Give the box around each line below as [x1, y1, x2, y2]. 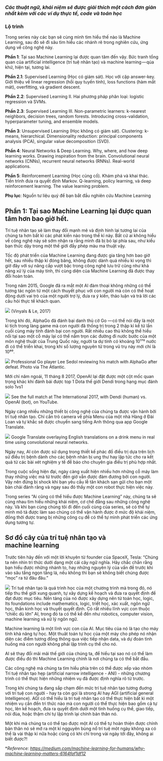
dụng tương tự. [5, 520, 35, 525]
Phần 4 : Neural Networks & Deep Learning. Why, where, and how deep [5, 148, 148, 154]
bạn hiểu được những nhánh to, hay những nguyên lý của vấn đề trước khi [5, 564, 153, 570]
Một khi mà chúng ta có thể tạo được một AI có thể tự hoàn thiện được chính [5, 720, 158, 726]
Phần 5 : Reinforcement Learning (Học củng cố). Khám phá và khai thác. [5, 173, 149, 179]
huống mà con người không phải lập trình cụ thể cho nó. [5, 641, 118, 647]
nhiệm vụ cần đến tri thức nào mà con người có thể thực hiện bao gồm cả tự [5, 701, 158, 706]
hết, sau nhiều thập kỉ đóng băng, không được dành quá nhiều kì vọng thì [5, 258, 152, 263]
